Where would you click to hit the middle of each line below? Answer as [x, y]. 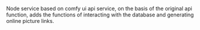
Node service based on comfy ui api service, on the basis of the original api [99, 9]
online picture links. [30, 21]
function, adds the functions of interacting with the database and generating [100, 15]
